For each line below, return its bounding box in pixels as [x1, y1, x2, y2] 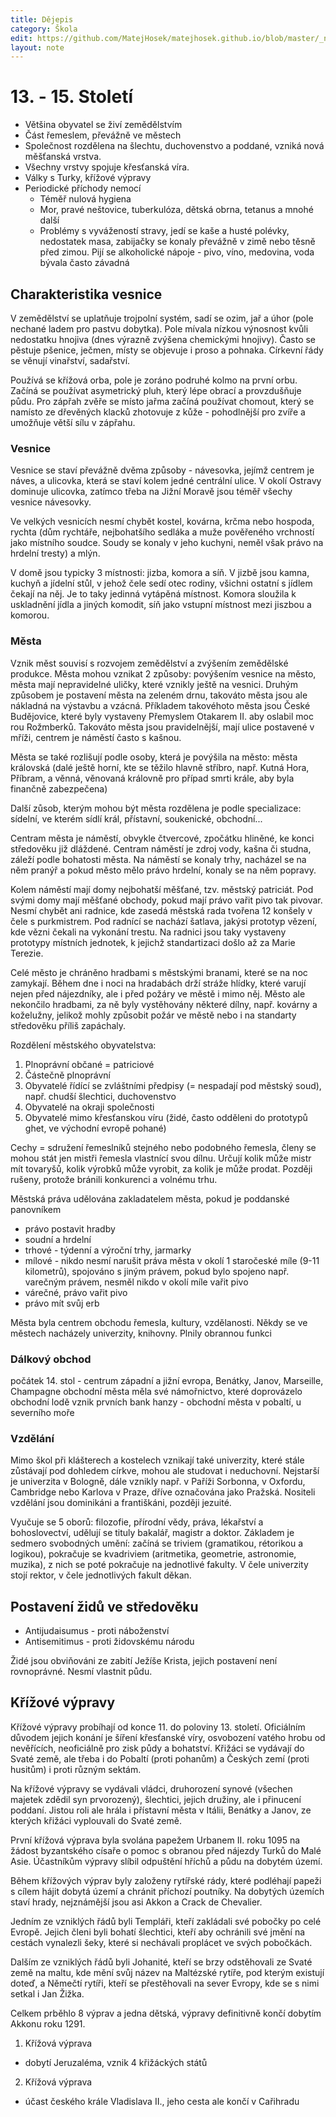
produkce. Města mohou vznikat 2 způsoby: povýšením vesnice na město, [10, 667, 317, 680]
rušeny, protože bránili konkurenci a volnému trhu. [10, 1173, 218, 1185]
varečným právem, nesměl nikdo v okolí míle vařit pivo [24, 1276, 249, 1288]
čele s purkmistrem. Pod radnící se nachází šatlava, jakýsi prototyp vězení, [10, 915, 318, 927]
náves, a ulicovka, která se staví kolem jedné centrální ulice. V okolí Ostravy [10, 475, 322, 487]
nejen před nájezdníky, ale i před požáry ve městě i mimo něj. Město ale [10, 987, 306, 1000]
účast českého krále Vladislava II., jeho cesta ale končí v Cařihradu [24, 2095, 300, 2107]
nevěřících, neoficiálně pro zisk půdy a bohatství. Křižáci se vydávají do [10, 1742, 305, 1754]
